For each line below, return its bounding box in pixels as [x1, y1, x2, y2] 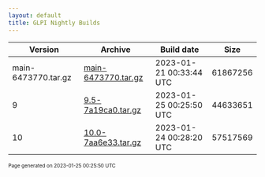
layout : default [8, 11, 62, 20]
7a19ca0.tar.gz [84, 104, 142, 115]
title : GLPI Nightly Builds [8, 19, 101, 27]
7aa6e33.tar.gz [84, 137, 142, 148]
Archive [100, 44, 131, 55]
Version [28, 44, 59, 55]
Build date [160, 44, 200, 55]
